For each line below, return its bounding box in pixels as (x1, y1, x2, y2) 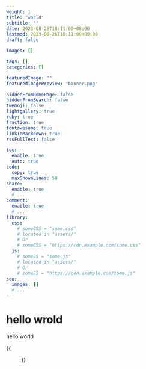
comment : (6, 197, 28, 203)
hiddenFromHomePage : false (6, 91, 74, 98)
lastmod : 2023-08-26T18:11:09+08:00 (6, 31, 98, 37)
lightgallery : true (6, 108, 55, 114)
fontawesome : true (6, 125, 52, 131)
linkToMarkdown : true (6, 131, 61, 137)
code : (6, 164, 20, 170)
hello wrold (6, 313, 63, 327)
